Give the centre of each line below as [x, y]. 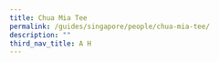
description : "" [40, 35]
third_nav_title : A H [51, 43]
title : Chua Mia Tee [49, 18]
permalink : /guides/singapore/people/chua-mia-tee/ [109, 26]
